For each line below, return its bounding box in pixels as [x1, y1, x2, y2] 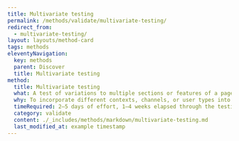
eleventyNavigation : [7, 51, 69, 58]
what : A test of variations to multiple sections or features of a [14, 90, 218, 97]
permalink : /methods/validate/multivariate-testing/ [7, 17, 167, 24]
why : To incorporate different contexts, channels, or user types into [14, 97, 231, 104]
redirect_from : [7, 23, 53, 31]
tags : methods [7, 43, 50, 51]
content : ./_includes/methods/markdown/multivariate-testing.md [14, 116, 208, 123]
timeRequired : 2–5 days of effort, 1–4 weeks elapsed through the [14, 103, 215, 110]
